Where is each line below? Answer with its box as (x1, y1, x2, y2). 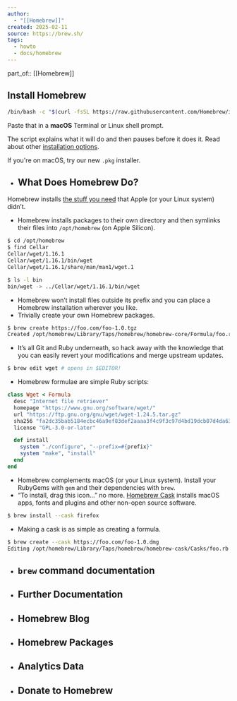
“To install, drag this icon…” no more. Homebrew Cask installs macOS (17, 491, 220, 499)
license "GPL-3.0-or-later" (13, 424, 97, 431)
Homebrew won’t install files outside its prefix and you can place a (17, 296, 211, 304)
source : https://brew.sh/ (7, 30, 83, 37)
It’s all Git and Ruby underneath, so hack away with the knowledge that (17, 344, 224, 352)
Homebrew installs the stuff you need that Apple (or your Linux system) (7, 195, 215, 203)
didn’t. (7, 203, 26, 211)
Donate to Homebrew (17, 684, 114, 696)
